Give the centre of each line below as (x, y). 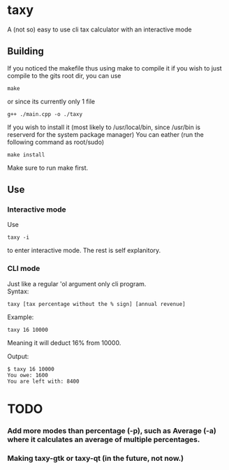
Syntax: (18, 291)
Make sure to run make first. (48, 168)
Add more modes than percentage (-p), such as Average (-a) (112, 430)
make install (26, 155)
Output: (18, 356)
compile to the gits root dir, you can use (64, 75)
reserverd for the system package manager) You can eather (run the (105, 134)
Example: (21, 317)
